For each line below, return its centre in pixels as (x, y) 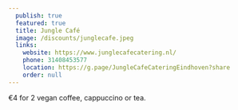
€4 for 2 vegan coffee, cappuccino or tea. (77, 97)
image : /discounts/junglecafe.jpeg (75, 38)
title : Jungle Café (48, 30)
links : (26, 45)
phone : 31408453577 (55, 61)
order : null (42, 75)
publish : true (39, 16)
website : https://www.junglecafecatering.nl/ (100, 53)
